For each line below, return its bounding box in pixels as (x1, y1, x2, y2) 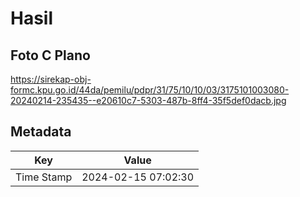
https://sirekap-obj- (10, 73, 92, 85)
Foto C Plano (10, 47, 91, 64)
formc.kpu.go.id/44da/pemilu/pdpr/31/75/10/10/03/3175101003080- (10, 84, 290, 96)
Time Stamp (15, 170, 73, 184)
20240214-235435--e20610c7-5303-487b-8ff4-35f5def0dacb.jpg (10, 95, 287, 106)
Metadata (10, 123, 72, 141)
